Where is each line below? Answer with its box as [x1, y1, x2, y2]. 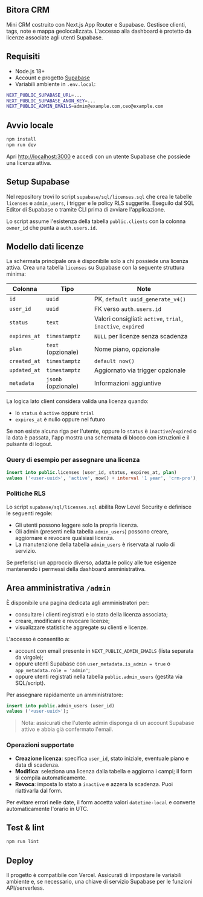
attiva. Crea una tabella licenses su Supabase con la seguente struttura [6, 264, 185, 272]
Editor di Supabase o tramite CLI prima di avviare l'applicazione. [6, 205, 166, 213]
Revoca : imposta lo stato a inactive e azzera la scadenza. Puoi [14, 780, 173, 787]
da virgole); [14, 653, 44, 661]
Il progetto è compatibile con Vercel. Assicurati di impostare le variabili [6, 872, 182, 879]
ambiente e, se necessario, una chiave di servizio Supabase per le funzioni [6, 878, 193, 885]
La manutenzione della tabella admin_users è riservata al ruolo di [14, 541, 175, 548]
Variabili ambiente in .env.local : [14, 80, 96, 87]
